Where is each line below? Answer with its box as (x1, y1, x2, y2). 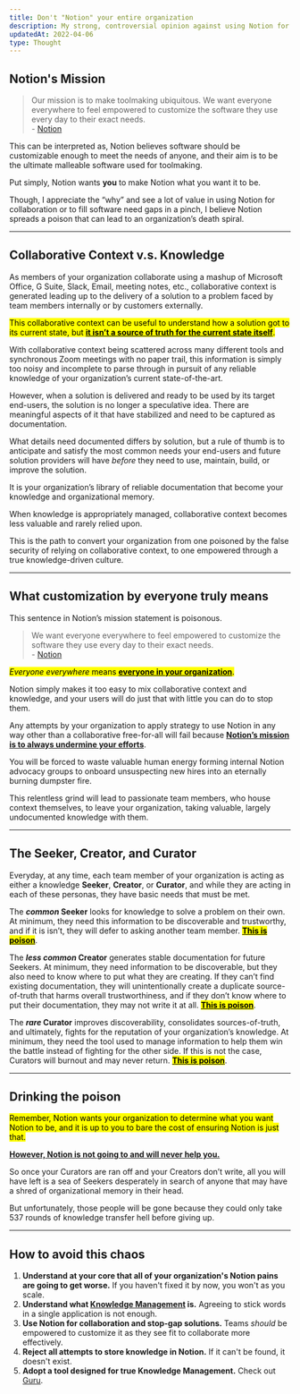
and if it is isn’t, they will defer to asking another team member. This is (9, 925, 268, 936)
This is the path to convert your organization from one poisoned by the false (9, 535, 289, 546)
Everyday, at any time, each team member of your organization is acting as (9, 870, 285, 880)
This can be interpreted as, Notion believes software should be (9, 140, 241, 152)
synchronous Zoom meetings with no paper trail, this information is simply (9, 353, 282, 364)
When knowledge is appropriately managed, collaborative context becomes (9, 508, 287, 519)
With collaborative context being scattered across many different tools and (9, 344, 284, 354)
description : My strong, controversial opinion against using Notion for (9, 21, 290, 30)
